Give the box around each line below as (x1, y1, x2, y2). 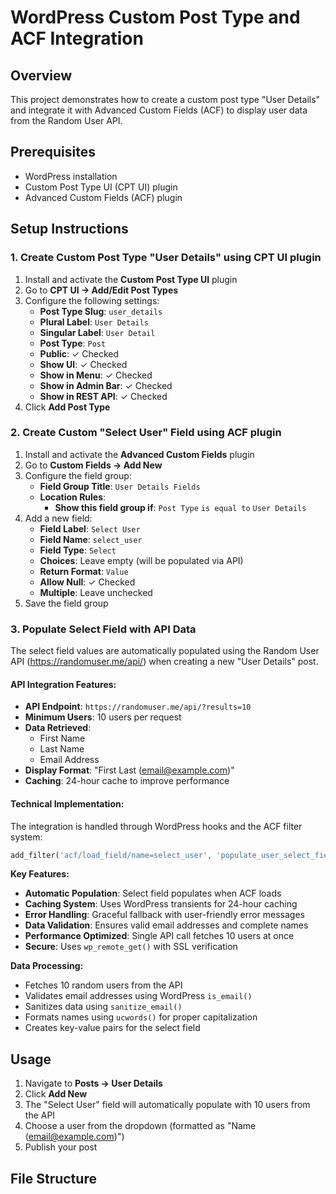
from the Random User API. (10, 115, 123, 126)
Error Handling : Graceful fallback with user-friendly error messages (24, 909, 306, 921)
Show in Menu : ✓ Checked (39, 369, 153, 381)
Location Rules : (39, 491, 107, 503)
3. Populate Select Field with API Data (10, 622, 197, 636)
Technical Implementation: (10, 797, 125, 810)
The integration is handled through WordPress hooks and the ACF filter (10, 820, 303, 832)
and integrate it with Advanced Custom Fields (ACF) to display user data (10, 104, 308, 116)
